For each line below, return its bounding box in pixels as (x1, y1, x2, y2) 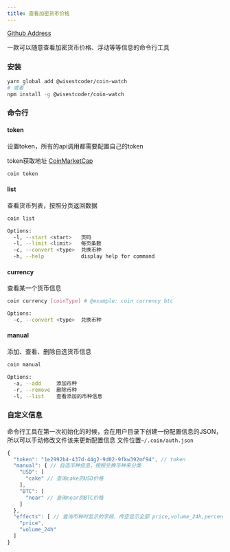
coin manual (7, 362, 41, 368)
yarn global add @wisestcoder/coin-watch (7, 78, 128, 85)
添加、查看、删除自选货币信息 (7, 348, 91, 356)
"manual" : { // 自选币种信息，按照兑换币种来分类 (13, 462, 141, 470)
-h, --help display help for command (13, 253, 155, 260)
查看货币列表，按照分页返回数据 (7, 201, 97, 210)
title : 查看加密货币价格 (7, 10, 70, 17)
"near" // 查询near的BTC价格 (25, 494, 104, 501)
